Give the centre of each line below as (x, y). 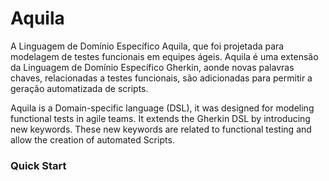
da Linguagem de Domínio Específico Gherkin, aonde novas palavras (152, 67)
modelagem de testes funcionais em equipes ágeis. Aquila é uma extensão (164, 56)
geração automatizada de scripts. (79, 88)
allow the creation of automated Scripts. (92, 139)
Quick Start (38, 165)
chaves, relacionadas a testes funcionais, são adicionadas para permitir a (161, 78)
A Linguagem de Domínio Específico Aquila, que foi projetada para (147, 46)
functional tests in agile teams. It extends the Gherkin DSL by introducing (160, 118)
